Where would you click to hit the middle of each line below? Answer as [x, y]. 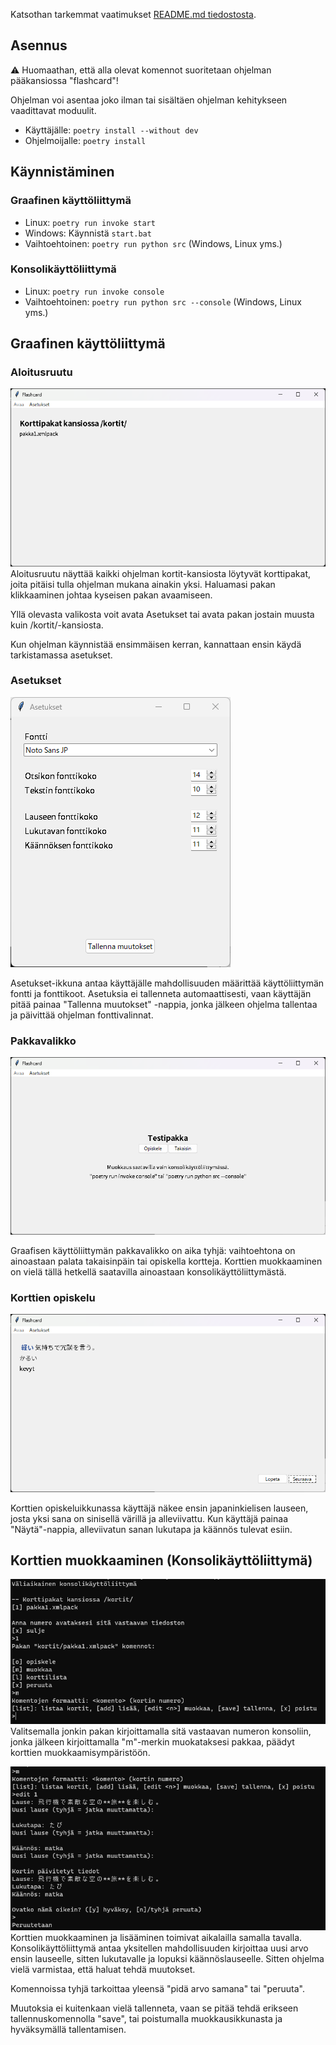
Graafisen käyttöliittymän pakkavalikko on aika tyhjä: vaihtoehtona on [153, 1251]
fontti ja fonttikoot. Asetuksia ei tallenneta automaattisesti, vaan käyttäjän [161, 993]
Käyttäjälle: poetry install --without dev [111, 130]
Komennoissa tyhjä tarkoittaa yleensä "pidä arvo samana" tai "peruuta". [157, 1989]
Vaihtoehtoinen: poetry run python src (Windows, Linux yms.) [153, 243]
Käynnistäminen [62, 172]
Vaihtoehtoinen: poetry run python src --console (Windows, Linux [163, 301]
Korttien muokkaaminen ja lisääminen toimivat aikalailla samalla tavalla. [156, 1938]
